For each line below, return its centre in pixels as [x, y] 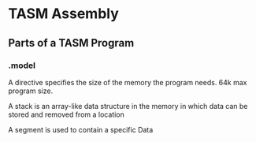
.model [22, 65]
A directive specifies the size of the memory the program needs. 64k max [128, 82]
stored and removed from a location [66, 114]
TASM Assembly [64, 14]
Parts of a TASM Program [71, 43]
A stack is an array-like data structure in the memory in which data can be [128, 106]
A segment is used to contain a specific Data [81, 129]
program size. [31, 91]
